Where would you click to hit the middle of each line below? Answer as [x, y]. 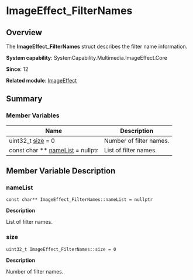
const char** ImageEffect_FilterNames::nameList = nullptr [80, 200]
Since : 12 [17, 69]
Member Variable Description [61, 171]
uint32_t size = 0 [32, 141]
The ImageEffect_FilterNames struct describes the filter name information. [97, 46]
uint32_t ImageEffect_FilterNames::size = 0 [61, 249]
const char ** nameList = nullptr [54, 150]
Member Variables [33, 115]
